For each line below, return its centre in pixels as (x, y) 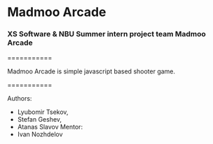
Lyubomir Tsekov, (43, 112)
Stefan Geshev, (39, 120)
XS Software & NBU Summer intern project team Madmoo (107, 34)
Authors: (20, 99)
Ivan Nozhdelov (40, 134)
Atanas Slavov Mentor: (50, 127)
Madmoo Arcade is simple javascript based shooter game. (91, 71)
